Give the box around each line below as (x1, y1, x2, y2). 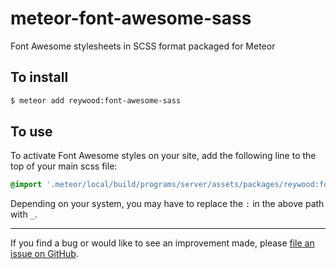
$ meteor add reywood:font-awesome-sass (10, 95, 182, 106)
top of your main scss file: (10, 160, 118, 172)
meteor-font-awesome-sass (10, 7, 252, 30)
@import (10, 180, 43, 190)
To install (10, 69, 69, 86)
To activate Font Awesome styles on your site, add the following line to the (10, 150, 317, 162)
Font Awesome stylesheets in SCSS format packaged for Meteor (10, 40, 276, 52)
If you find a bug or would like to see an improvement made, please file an (10, 237, 315, 249)
